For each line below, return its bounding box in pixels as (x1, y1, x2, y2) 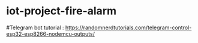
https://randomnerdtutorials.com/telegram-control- (65, 24, 192, 31)
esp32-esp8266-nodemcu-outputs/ (6, 30, 95, 37)
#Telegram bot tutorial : (6, 24, 64, 31)
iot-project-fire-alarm (6, 4, 117, 18)
